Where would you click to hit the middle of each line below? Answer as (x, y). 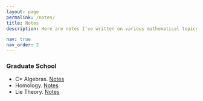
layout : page (23, 12)
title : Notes (23, 23)
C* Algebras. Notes (40, 79)
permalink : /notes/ (31, 17)
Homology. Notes (37, 85)
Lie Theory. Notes (37, 92)
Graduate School (31, 66)
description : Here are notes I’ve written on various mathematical (93, 29)
